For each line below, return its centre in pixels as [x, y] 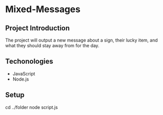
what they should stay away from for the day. [52, 46]
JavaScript [24, 73]
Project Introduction [37, 28]
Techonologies [29, 62]
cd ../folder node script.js [32, 107]
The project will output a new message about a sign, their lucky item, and [81, 40]
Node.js [21, 79]
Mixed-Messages [43, 9]
